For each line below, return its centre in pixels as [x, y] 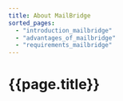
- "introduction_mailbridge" [64, 30]
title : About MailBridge [50, 16]
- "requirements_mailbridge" [64, 45]
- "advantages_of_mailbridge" [65, 38]
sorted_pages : [32, 23]
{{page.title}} [54, 85]
